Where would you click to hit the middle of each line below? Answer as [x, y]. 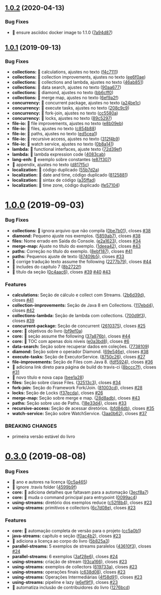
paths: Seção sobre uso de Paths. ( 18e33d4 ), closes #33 [69, 403]
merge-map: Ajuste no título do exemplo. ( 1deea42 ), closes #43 [76, 246]
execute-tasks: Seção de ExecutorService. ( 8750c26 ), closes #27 [79, 357]
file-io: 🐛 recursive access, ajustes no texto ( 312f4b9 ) [66, 139]
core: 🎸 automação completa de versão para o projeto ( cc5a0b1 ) [77, 531]
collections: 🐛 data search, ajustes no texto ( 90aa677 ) [67, 87]
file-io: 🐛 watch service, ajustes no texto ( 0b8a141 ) [63, 144]
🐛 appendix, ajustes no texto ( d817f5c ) [50, 165]
